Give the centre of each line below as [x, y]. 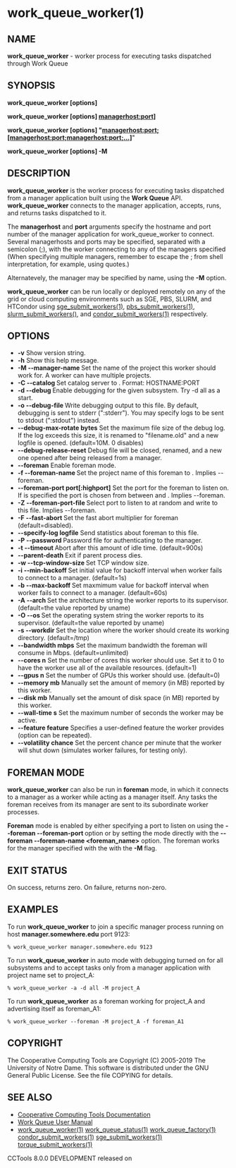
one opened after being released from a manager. [89, 458]
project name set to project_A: [51, 975]
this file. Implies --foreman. [57, 510]
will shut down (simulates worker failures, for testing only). [103, 750]
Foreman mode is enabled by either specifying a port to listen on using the [116, 826]
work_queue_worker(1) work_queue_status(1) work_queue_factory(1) [117, 1129]
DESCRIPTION [39, 173]
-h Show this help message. [58, 361]
